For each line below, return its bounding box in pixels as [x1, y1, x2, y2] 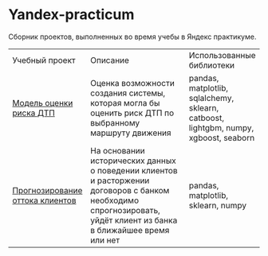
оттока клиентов [12, 195, 77, 206]
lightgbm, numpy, [188, 122, 254, 133]
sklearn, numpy [188, 200, 247, 211]
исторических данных [90, 155, 177, 166]
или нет [90, 235, 120, 246]
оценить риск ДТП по [90, 107, 174, 118]
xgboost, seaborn [188, 132, 255, 143]
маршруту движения [90, 127, 171, 138]
